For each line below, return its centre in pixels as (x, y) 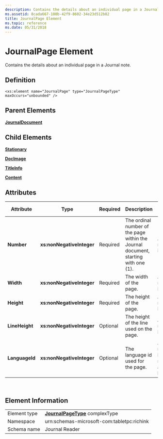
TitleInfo (14, 168)
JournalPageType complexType (81, 414)
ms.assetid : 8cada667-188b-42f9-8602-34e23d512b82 (57, 14)
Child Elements (28, 138)
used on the (139, 329)
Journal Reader (62, 429)
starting (134, 257)
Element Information (37, 400)
